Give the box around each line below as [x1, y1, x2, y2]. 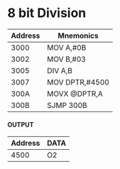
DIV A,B [47, 65, 73, 75]
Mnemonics [58, 31, 99, 40]
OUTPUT [7, 120, 34, 129]
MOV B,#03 [47, 54, 87, 64]
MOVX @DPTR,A [47, 89, 103, 99]
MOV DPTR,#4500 [47, 77, 110, 87]
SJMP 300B [47, 100, 87, 110]
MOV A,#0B [47, 43, 87, 53]
